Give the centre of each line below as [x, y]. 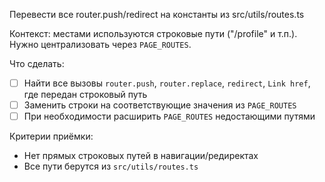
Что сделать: [37, 63]
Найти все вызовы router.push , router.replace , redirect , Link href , [167, 83]
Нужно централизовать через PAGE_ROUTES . [100, 44]
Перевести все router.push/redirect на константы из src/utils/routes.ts [157, 14]
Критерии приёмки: [51, 136]
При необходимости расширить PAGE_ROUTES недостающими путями [169, 116]
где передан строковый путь [85, 95]
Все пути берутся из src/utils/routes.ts [111, 166]
